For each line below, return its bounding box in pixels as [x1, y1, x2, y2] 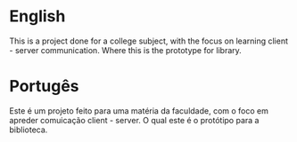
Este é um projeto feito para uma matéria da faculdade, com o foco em [9, 105, 269, 116]
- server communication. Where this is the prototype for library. [9, 44, 243, 55]
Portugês [9, 76, 79, 97]
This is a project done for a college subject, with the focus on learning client [9, 35, 288, 46]
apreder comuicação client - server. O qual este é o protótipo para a [9, 114, 260, 125]
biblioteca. [9, 124, 48, 135]
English [9, 6, 66, 27]
